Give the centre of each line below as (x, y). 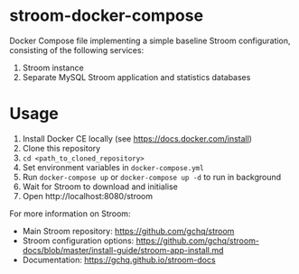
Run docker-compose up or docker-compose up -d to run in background (152, 177)
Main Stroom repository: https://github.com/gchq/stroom (128, 231)
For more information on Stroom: (70, 214)
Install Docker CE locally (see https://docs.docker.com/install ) (137, 138)
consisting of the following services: (77, 50)
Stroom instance (53, 68)
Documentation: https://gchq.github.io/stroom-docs (119, 260)
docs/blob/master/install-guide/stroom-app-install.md (123, 250)
